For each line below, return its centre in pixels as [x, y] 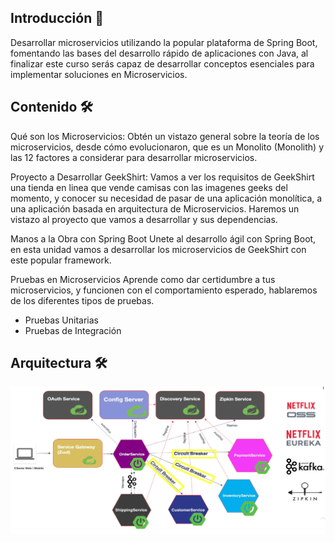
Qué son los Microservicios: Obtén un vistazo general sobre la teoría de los [165, 136]
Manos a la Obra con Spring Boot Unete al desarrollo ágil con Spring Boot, [163, 238]
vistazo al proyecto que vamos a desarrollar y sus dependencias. [144, 219]
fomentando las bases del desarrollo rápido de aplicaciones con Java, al [159, 53]
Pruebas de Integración [73, 330]
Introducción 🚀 [57, 18]
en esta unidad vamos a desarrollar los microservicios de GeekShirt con [158, 249]
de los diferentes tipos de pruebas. [82, 300]
